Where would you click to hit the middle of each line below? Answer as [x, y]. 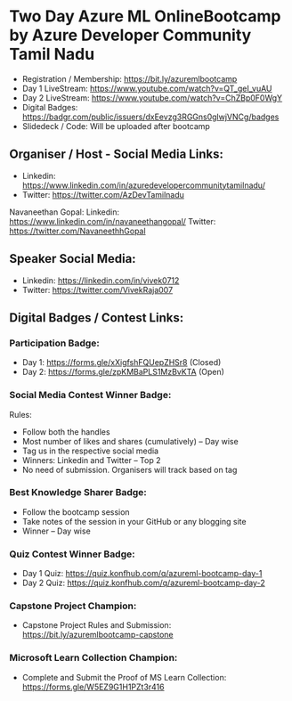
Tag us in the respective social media [90, 451]
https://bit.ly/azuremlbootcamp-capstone [97, 635]
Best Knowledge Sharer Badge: [78, 493]
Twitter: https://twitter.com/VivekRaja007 [97, 289]
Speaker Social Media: [73, 259]
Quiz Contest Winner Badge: [72, 554]
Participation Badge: [55, 343]
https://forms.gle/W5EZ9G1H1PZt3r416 [93, 687]
